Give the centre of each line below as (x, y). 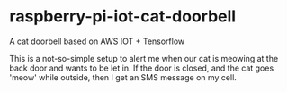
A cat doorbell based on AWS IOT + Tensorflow (97, 41)
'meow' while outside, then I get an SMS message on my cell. (123, 77)
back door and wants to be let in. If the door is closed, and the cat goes (142, 68)
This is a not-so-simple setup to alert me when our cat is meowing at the (144, 58)
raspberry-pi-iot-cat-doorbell (123, 17)
